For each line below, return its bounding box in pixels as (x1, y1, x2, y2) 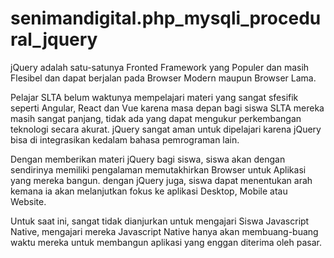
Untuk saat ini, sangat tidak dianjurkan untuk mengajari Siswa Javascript (10, 215, 310, 227)
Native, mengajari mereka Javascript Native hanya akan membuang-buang (10, 225, 319, 237)
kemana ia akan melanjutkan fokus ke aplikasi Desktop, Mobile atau (10, 185, 288, 197)
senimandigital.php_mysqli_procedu (10, 7, 322, 30)
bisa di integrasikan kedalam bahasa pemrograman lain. (10, 133, 240, 146)
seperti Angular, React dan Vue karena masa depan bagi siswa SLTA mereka (10, 102, 325, 114)
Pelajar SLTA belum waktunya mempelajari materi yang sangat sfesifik (10, 91, 299, 103)
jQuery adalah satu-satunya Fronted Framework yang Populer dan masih (10, 61, 310, 73)
